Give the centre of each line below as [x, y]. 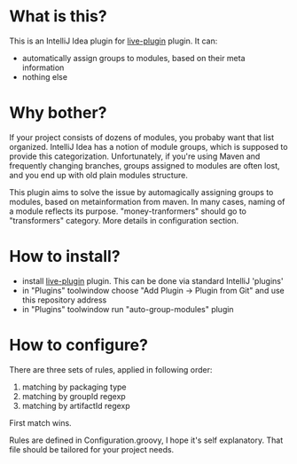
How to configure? [79, 345]
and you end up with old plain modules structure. [98, 175]
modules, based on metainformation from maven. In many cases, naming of [147, 201]
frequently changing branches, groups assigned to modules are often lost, [145, 165]
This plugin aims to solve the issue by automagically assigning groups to [141, 192]
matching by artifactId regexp [76, 405]
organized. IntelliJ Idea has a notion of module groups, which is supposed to [148, 146]
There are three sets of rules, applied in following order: [111, 369]
